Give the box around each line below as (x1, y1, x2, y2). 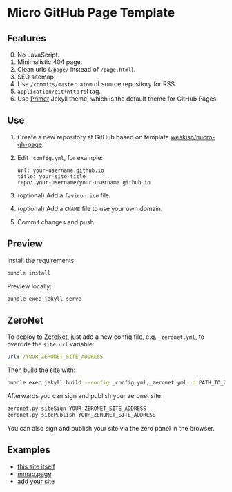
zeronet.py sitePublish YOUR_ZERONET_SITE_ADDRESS (7, 411, 156, 418)
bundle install (7, 269, 51, 277)
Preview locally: (7, 282, 52, 291)
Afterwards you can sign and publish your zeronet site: (7, 391, 164, 400)
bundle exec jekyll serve (7, 295, 81, 302)
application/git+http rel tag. (17, 88, 101, 95)
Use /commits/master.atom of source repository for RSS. (17, 80, 177, 88)
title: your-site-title (17, 173, 86, 180)
